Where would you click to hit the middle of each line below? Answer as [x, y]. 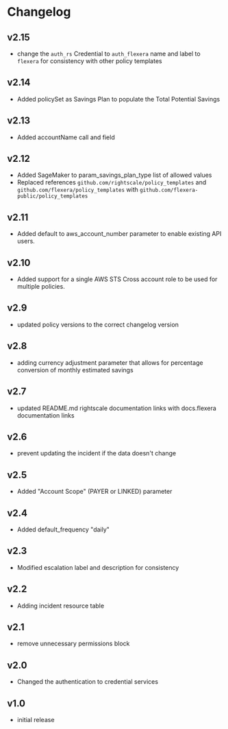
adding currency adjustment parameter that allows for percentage [110, 362]
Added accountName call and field [66, 137]
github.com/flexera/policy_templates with [78, 190]
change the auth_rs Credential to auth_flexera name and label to [109, 53]
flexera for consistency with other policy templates [89, 61]
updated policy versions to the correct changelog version [98, 324]
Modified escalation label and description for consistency [98, 567]
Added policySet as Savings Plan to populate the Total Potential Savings [118, 99]
